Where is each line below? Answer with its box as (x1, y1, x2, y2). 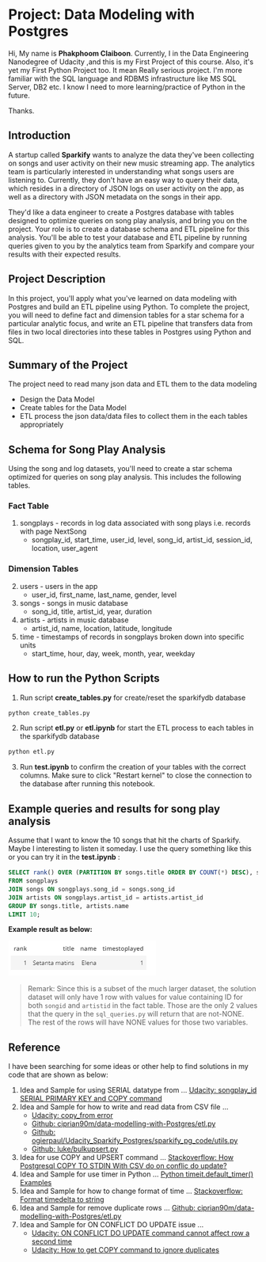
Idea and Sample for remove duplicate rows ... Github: (19, 1203, 196, 1213)
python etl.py (8, 748, 55, 756)
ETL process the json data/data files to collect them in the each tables (19, 412, 248, 421)
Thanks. (8, 105, 35, 116)
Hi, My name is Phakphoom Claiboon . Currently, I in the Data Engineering (8, 48, 249, 58)
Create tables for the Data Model (19, 403, 127, 412)
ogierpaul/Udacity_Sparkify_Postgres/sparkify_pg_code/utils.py (31, 1136, 238, 1146)
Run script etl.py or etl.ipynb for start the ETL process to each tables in (19, 723, 254, 733)
